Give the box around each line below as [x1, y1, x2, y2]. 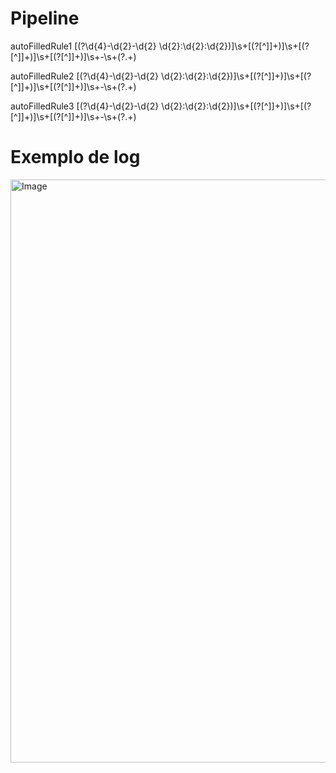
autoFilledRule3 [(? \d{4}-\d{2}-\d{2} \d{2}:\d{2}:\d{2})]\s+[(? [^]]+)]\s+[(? [10, 100, 312, 112]
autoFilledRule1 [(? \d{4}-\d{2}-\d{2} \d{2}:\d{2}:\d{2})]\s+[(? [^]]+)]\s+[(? [10, 40, 310, 52]
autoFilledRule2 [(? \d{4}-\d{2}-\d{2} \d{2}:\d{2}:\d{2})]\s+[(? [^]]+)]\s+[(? [10, 70, 312, 82]
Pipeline [10, 7, 80, 30]
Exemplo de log [10, 146, 141, 169]
